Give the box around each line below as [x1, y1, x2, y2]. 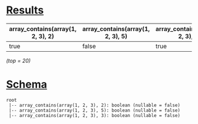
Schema [6, 78, 47, 91]
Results [6, 4, 44, 17]
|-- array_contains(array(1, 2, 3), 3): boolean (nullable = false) [8, 112, 181, 118]
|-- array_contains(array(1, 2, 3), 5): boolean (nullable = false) [8, 107, 181, 113]
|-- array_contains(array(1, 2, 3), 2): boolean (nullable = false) [8, 102, 181, 108]
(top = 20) [6, 57, 31, 64]
